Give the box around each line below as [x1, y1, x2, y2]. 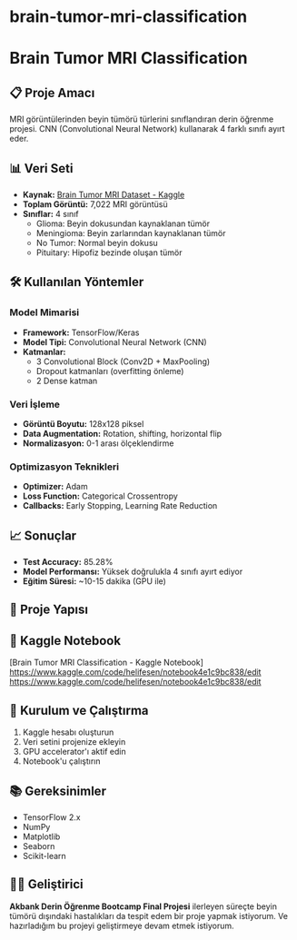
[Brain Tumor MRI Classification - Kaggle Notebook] [9, 657, 204, 668]
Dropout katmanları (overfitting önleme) [35, 365, 184, 376]
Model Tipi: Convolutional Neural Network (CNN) [22, 336, 207, 347]
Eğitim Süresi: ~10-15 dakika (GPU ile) [22, 576, 166, 587]
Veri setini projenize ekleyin [22, 737, 126, 747]
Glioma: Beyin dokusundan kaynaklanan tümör [35, 218, 211, 229]
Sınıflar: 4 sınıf [22, 209, 79, 219]
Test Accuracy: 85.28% [22, 557, 114, 568]
